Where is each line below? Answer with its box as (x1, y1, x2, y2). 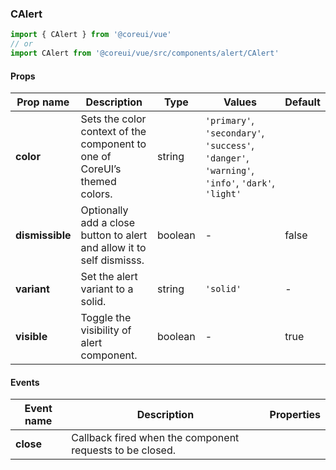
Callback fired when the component (71, 431, 240, 445)
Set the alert (80, 270, 138, 284)
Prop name (16, 95, 70, 109)
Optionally (80, 203, 129, 217)
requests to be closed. (71, 443, 177, 457)
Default (284, 95, 321, 109)
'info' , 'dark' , (204, 176, 275, 190)
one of (80, 150, 112, 164)
